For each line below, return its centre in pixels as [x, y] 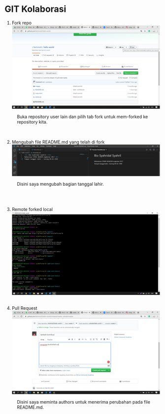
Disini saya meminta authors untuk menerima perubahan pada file [84, 402]
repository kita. [32, 122]
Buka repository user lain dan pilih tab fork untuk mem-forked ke [82, 117]
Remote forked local [32, 209]
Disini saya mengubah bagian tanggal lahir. [60, 184]
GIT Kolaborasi [35, 9]
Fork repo [22, 23]
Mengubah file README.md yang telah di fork [58, 142]
